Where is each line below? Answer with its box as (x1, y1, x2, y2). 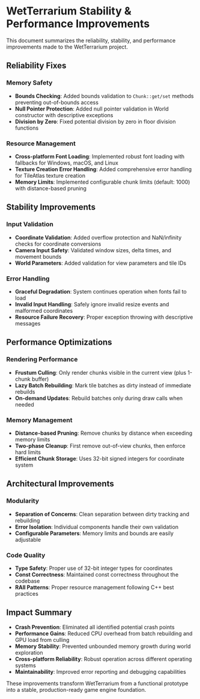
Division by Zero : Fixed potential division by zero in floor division (14, 118, 176, 125)
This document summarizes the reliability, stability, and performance (6, 37, 176, 44)
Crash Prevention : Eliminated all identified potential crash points (14, 623, 175, 631)
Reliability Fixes (6, 61, 67, 71)
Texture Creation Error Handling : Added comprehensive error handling (14, 165, 192, 172)
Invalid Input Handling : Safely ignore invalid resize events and (14, 300, 169, 307)
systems (14, 662, 36, 669)
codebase (14, 577, 40, 584)
